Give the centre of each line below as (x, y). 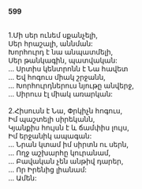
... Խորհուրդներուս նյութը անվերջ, (71, 85)
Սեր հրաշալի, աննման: (50, 43)
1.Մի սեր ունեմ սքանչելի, (53, 35)
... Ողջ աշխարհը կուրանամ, (60, 153)
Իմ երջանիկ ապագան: (50, 136)
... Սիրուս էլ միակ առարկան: (60, 94)
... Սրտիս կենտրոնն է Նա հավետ (68, 69)
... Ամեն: (22, 178)
